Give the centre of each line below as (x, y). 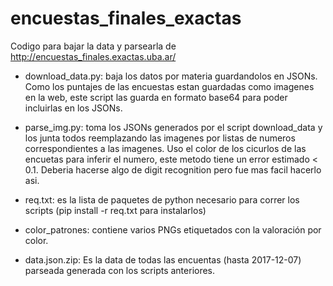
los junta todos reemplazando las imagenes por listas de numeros (160, 138)
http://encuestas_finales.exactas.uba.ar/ (93, 56)
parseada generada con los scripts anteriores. (120, 270)
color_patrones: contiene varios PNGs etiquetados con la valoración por (173, 229)
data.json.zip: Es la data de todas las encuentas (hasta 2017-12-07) (163, 259)
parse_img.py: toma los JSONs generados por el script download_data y (173, 127)
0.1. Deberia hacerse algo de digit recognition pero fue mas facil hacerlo (173, 169)
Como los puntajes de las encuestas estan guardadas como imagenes (169, 86)
